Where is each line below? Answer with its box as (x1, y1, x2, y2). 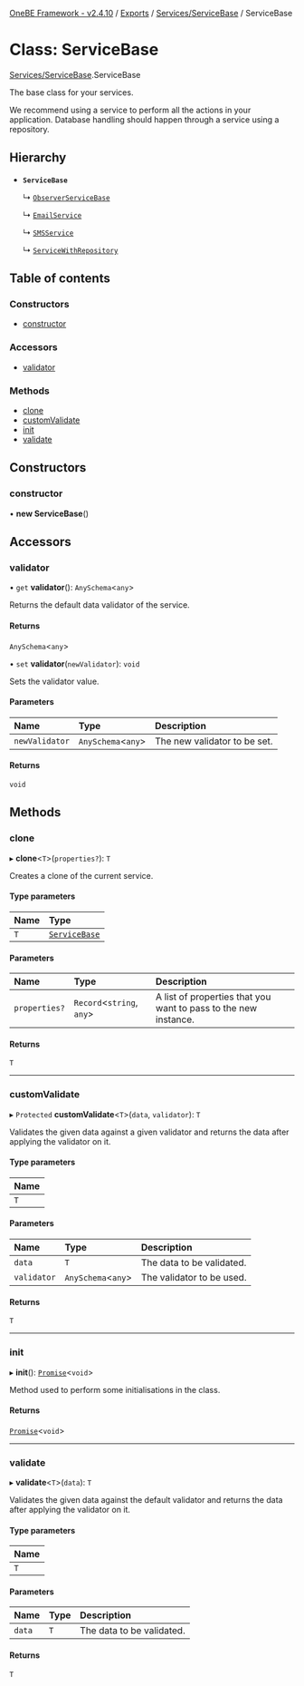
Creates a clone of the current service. (9, 870, 154, 881)
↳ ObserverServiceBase (22, 191, 110, 202)
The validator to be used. (140, 1272, 247, 1284)
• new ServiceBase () (9, 508, 89, 519)
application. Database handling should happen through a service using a (9, 113, 280, 125)
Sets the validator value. (9, 676, 100, 687)
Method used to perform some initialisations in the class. (9, 1384, 221, 1395)
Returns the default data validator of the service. (9, 599, 190, 610)
